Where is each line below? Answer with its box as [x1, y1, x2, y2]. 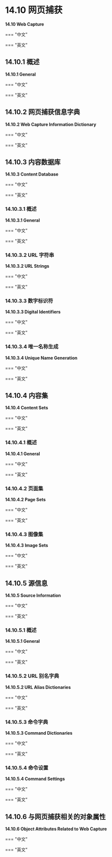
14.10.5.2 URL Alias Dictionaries [5, 684, 71, 690]
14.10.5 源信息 [5, 579, 48, 587]
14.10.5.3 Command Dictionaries [5, 730, 73, 736]
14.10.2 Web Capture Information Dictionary [5, 121, 97, 127]
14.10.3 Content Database [5, 171, 59, 177]
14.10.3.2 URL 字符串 [5, 251, 55, 258]
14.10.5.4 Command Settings [5, 776, 65, 782]
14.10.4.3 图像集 [5, 530, 43, 537]
